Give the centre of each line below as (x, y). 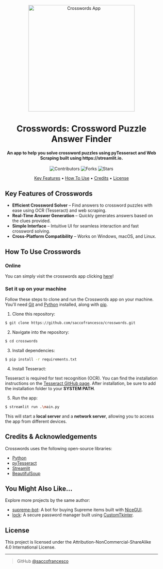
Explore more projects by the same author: (48, 500)
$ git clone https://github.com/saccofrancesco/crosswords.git (70, 323)
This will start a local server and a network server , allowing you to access (80, 416)
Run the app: (25, 398)
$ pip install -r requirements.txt (41, 359)
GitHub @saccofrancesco (43, 561)
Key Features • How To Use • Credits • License (81, 178)
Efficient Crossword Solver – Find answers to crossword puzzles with (82, 205)
